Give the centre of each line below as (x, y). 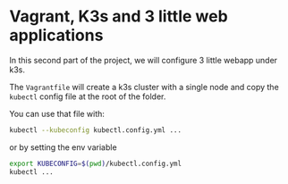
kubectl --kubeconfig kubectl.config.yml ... (95, 130)
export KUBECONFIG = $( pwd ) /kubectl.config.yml (95, 163)
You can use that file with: (57, 113)
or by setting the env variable (64, 147)
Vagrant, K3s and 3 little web (119, 17)
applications (56, 35)
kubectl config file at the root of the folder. (88, 96)
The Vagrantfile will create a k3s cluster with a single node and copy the (144, 87)
